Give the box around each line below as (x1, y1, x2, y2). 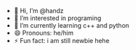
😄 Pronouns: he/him (13, 28, 74, 37)
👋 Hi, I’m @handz (13, 7, 64, 15)
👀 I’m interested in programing (13, 14, 102, 22)
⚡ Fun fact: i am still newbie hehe (13, 37, 110, 44)
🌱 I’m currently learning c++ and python (13, 22, 130, 29)
